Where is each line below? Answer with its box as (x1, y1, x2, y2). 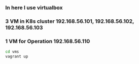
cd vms (5, 49, 19, 54)
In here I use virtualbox (5, 4, 63, 11)
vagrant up (5, 54, 28, 59)
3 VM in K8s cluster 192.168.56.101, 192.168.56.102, (5, 17, 134, 24)
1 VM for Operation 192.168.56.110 (5, 38, 90, 45)
